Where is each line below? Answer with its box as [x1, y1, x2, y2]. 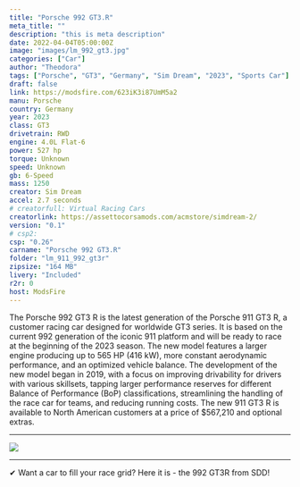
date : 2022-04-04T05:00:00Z [9, 38, 114, 47]
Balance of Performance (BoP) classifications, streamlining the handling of [9, 388, 284, 399]
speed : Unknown [9, 163, 66, 172]
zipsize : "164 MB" [9, 263, 78, 272]
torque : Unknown [9, 154, 70, 164]
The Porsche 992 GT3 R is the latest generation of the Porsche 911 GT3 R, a [9, 312, 287, 323]
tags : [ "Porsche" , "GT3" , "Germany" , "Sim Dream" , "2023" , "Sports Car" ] [9, 71, 290, 80]
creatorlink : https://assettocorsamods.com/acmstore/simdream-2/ [9, 212, 257, 222]
